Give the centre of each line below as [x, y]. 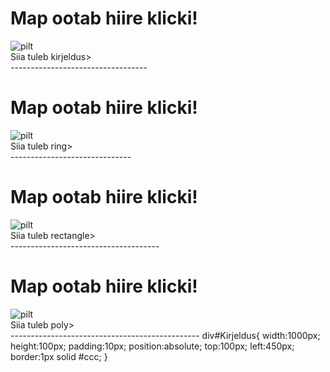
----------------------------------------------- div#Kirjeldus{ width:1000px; [165, 335]
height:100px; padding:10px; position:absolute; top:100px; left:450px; [152, 346]
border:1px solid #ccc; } [59, 356]
